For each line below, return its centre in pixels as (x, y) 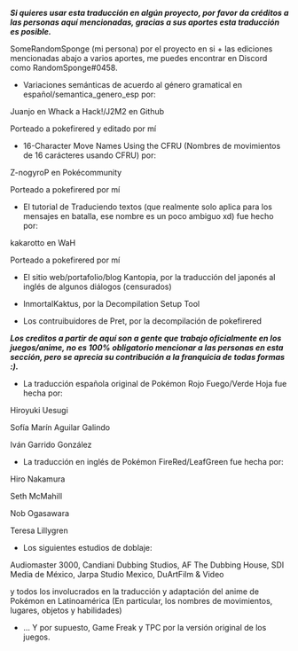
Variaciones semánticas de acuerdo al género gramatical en (133, 85)
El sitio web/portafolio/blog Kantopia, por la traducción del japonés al (149, 277)
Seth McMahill (36, 496)
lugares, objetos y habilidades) (66, 610)
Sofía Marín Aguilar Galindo (60, 427)
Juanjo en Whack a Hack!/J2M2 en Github (87, 111)
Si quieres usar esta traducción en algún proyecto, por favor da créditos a (149, 13)
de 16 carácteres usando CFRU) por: (89, 155)
